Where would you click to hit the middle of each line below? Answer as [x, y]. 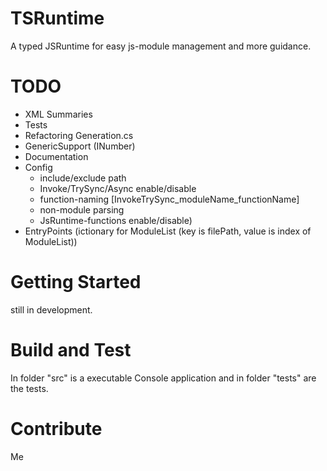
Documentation [56, 156]
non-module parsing [82, 209]
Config [38, 167]
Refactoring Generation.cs [79, 135]
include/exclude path [83, 178]
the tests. [29, 388]
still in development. [51, 309]
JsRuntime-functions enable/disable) [116, 220]
